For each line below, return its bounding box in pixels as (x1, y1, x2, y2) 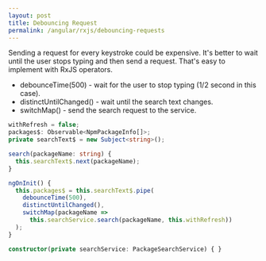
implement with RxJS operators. (8, 65, 113, 75)
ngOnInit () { (8, 179, 52, 187)
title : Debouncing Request (8, 19, 98, 27)
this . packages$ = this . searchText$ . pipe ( (15, 186, 155, 194)
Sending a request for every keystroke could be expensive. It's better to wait (8, 48, 258, 58)
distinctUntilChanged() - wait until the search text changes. (19, 97, 214, 107)
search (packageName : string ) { (8, 150, 112, 158)
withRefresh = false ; (8, 121, 80, 129)
